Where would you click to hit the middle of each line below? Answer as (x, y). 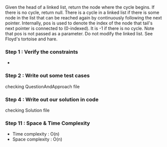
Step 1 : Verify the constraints (42, 52)
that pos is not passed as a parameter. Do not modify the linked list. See (79, 34)
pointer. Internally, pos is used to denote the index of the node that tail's (79, 23)
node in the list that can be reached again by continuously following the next (83, 18)
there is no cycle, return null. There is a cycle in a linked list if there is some (82, 12)
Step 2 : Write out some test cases (47, 76)
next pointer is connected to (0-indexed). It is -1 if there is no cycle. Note (80, 28)
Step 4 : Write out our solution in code (52, 99)
